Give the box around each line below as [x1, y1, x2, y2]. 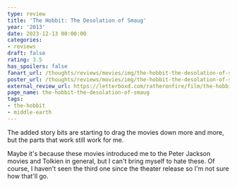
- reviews [7, 43, 37, 50]
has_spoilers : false [7, 63, 68, 70]
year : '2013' [7, 23, 46, 30]
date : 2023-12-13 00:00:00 [7, 30, 87, 37]
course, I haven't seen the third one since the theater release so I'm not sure [7, 164, 229, 173]
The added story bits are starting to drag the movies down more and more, [7, 128, 224, 136]
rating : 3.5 [7, 56, 42, 64]
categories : [7, 37, 42, 44]
